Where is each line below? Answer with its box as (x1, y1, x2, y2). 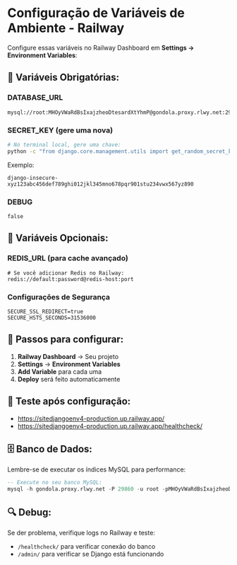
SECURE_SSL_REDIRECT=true (7, 308, 83, 315)
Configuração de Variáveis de (7, 5, 186, 21)
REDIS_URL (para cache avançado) (7, 253, 128, 263)
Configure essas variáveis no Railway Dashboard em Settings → (7, 43, 195, 52)
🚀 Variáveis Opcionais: (7, 232, 109, 244)
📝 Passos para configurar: (7, 333, 124, 346)
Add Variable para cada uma (17, 367, 102, 376)
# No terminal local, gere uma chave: (7, 141, 121, 148)
